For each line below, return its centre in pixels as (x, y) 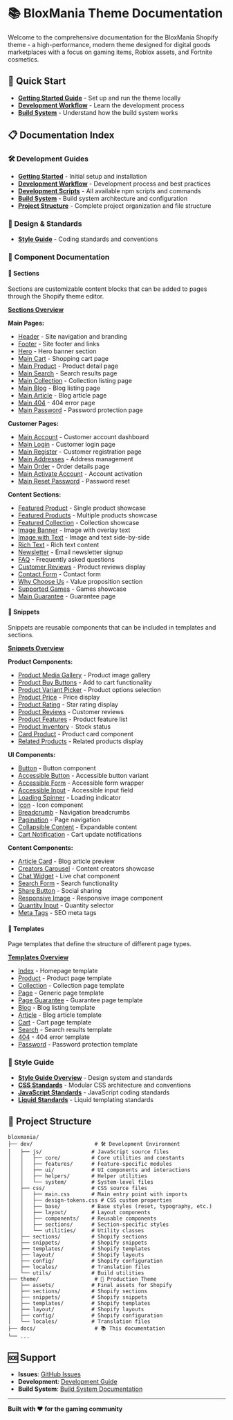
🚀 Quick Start (37, 81)
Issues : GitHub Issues (49, 1374)
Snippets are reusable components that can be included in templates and (112, 628)
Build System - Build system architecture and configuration (103, 199)
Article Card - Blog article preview (66, 861)
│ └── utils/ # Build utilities (76, 1273)
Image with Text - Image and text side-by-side (84, 537)
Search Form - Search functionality (68, 883)
